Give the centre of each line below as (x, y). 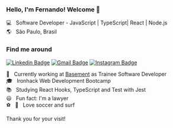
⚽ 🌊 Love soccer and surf (41, 105)
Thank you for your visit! (36, 118)
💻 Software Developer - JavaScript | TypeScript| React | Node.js (87, 23)
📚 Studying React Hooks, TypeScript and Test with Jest (76, 89)
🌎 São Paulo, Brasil (32, 32)
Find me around (29, 49)
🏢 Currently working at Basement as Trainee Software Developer (86, 74)
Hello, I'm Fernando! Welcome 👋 (53, 10)
